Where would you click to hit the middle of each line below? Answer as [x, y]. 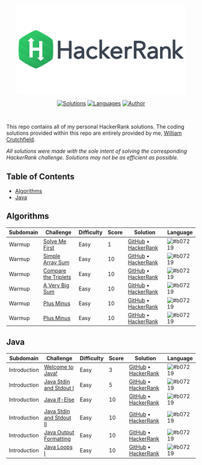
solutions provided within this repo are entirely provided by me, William [94, 133]
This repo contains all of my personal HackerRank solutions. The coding [95, 127]
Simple [52, 256]
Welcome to [59, 367]
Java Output [59, 432]
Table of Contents [41, 177]
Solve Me [55, 241]
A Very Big [56, 285]
